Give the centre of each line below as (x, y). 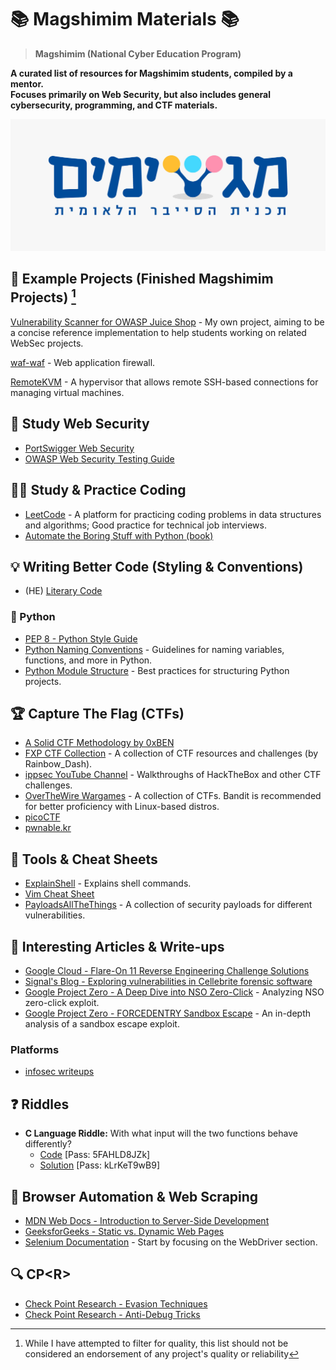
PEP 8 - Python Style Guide (81, 638)
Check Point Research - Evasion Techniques (116, 1303)
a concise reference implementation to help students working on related (158, 332)
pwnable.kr (48, 828)
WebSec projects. (47, 343)
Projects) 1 (43, 296)
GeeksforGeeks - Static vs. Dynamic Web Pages (124, 1231)
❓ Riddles (40, 1104)
